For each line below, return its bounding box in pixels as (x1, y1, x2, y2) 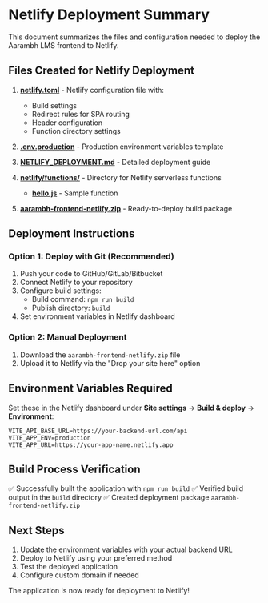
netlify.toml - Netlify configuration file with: (19, 85, 164, 94)
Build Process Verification (8, 462, 141, 476)
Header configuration (31, 118, 102, 127)
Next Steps (8, 523, 65, 537)
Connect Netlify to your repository (19, 278, 134, 287)
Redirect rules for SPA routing (31, 109, 130, 119)
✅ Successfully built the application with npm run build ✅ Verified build (8, 484, 244, 493)
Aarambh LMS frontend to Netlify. (8, 40, 119, 50)
